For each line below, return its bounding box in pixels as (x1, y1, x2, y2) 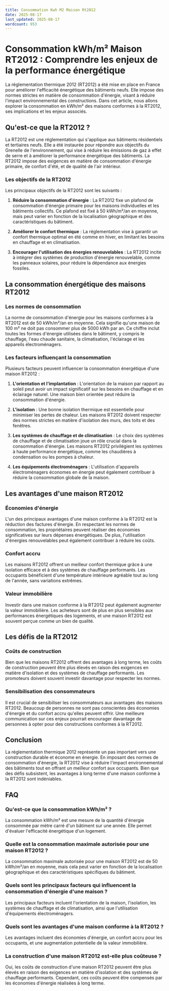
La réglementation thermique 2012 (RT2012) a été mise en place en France (5, 81, 160, 88)
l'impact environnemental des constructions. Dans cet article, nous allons (5, 98, 158, 104)
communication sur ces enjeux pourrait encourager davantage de (5, 715, 142, 721)
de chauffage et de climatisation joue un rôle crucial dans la (12, 438, 137, 444)
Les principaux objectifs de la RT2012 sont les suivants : (5, 188, 122, 194)
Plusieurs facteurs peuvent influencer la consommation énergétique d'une (5, 365, 159, 372)
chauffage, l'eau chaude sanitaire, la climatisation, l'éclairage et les (5, 336, 145, 342)
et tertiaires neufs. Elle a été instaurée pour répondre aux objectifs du (5, 142, 150, 148)
